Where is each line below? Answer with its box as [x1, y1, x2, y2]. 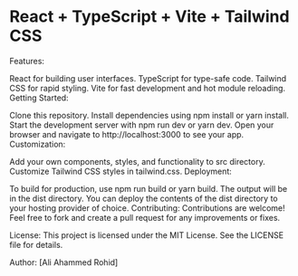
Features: [9, 55, 45, 66]
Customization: [9, 138, 66, 149]
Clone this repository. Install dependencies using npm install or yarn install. [9, 109, 290, 120]
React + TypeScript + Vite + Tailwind [9, 6, 290, 27]
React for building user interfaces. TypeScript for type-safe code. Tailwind [9, 72, 287, 83]
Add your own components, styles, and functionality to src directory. [9, 156, 265, 167]
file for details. [9, 239, 63, 250]
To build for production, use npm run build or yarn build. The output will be [9, 183, 288, 194]
